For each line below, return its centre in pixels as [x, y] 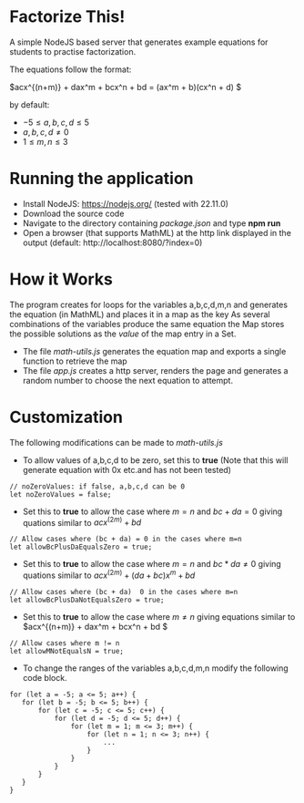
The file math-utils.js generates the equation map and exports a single [154, 351]
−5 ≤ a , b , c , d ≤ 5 [56, 122]
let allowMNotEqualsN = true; [67, 652]
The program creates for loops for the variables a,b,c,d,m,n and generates [149, 304]
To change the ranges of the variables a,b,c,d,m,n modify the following [155, 668]
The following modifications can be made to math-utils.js [116, 442]
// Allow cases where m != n [65, 643]
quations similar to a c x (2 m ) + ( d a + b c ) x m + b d [109, 574]
